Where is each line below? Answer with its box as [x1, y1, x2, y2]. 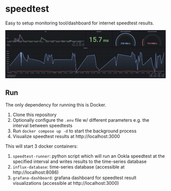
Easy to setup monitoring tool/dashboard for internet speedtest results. [5, 20, 154, 26]
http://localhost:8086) [12, 169, 59, 175]
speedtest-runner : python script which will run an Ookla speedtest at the [12, 153, 165, 159]
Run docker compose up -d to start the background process [12, 128, 137, 134]
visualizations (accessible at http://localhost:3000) [12, 180, 119, 186]
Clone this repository [12, 112, 57, 118]
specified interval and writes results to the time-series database [12, 158, 147, 165]
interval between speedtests [12, 122, 73, 128]
